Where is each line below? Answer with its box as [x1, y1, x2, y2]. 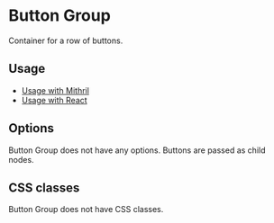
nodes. [8, 154, 34, 165]
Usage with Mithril [21, 85, 89, 95]
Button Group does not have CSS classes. [8, 204, 164, 215]
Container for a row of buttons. [8, 35, 123, 46]
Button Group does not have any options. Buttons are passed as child [8, 145, 266, 156]
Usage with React [21, 94, 87, 105]
